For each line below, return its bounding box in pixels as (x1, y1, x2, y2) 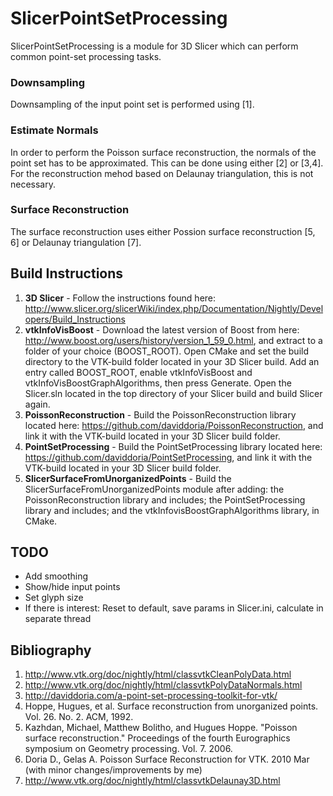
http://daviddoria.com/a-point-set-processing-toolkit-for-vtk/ (24, 690, 278, 702)
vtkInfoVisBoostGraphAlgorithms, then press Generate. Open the (24, 377, 292, 389)
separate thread (24, 613, 92, 625)
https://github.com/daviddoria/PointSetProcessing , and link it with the (24, 451, 313, 463)
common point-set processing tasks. (10, 50, 162, 62)
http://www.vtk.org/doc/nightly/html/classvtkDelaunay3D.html (24, 775, 281, 787)
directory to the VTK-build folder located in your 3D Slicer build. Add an (24, 355, 320, 367)
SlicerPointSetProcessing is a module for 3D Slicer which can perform (10, 40, 299, 52)
